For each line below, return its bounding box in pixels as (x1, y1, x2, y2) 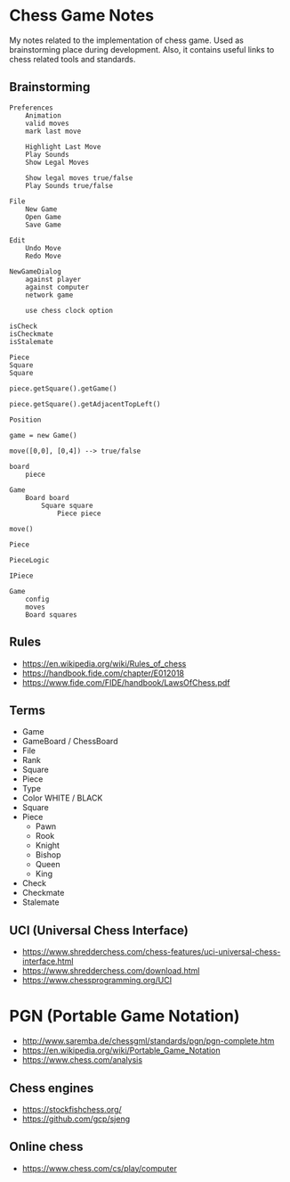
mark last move (25, 127, 82, 135)
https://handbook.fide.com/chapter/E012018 (21, 668, 185, 678)
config (25, 595, 50, 603)
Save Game (25, 220, 62, 229)
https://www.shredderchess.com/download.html (21, 965, 200, 976)
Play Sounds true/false (25, 181, 114, 190)
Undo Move (25, 243, 62, 252)
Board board (25, 493, 69, 502)
